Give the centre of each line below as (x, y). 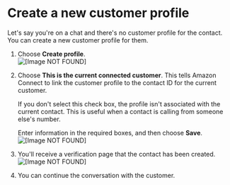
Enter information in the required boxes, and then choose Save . (110, 133)
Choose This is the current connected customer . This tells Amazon (117, 75)
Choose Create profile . (51, 54)
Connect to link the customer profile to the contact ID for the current (117, 82)
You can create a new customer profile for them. (78, 40)
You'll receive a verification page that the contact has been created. (116, 154)
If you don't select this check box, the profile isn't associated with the (119, 103)
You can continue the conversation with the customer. (96, 175)
